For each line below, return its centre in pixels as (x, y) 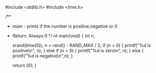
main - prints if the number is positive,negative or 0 (65, 26)
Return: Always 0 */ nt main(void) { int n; (54, 36)
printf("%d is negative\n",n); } (42, 56)
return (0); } (24, 65)
